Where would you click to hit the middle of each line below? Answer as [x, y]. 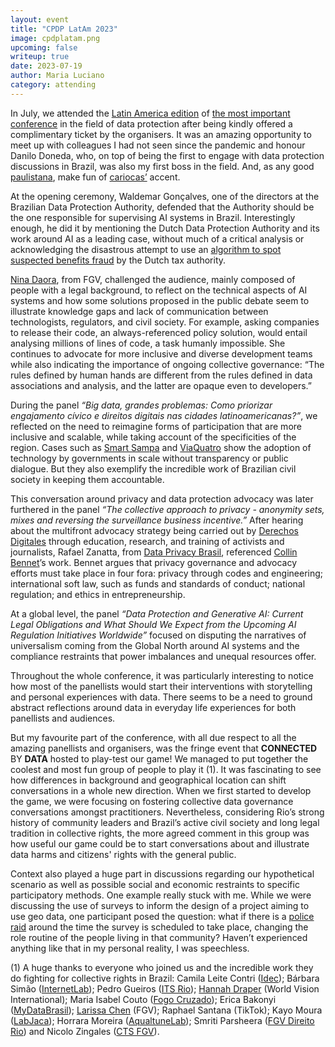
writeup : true [40, 57]
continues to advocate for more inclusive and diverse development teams [161, 353]
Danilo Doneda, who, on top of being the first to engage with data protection [167, 155]
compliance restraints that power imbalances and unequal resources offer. [163, 656]
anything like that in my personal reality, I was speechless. [130, 948]
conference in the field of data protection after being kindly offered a [151, 123]
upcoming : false [44, 47]
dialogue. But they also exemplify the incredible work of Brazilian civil [153, 468]
